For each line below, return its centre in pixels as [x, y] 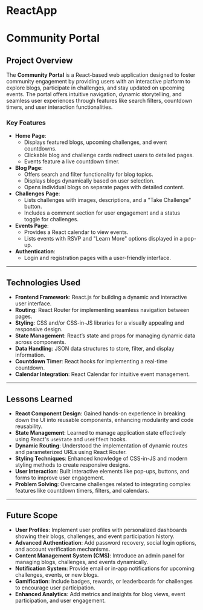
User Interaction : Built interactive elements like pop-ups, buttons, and [102, 472]
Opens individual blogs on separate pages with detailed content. [104, 187]
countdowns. [40, 149]
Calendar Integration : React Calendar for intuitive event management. [102, 374]
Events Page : [32, 226]
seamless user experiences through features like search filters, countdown [99, 101]
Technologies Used [43, 283]
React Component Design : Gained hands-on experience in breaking [100, 414]
